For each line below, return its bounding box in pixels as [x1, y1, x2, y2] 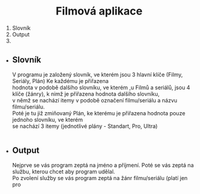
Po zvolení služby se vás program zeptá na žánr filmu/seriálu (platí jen [12, 174, 188, 181]
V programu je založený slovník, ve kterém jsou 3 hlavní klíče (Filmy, [12, 71, 184, 78]
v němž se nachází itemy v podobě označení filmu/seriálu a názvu [12, 96, 178, 104]
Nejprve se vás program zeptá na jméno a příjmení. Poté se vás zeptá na [12, 161, 194, 169]
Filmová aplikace [55, 4, 143, 18]
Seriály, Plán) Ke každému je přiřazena [12, 77, 109, 84]
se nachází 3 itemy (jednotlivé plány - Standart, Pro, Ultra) [12, 122, 158, 130]
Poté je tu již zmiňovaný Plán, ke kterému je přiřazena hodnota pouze [12, 109, 185, 116]
